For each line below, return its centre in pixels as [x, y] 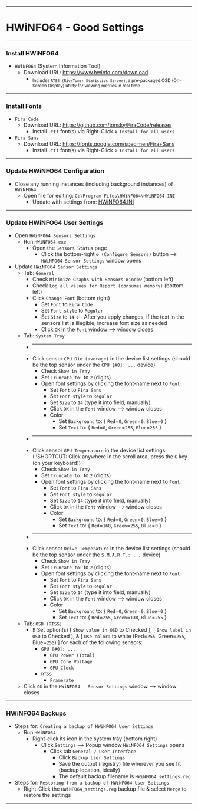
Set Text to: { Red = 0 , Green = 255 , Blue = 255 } [110, 427]
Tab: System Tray [44, 335]
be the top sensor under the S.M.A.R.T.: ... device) [96, 555]
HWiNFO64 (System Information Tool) [57, 66]
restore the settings [47, 795]
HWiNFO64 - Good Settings [75, 28]
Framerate [62, 680]
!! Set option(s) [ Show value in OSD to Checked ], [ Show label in [112, 629]
